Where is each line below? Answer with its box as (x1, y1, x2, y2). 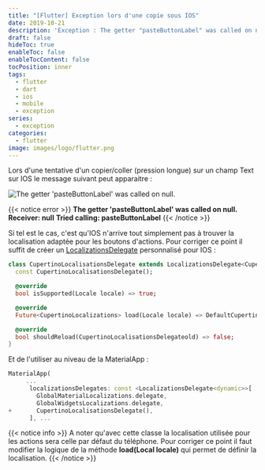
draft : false (8, 33, 51, 42)
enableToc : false (8, 48, 65, 56)
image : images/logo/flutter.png (8, 144, 114, 152)
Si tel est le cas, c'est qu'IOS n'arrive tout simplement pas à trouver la (8, 229, 234, 238)
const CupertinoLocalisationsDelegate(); (15, 268, 154, 276)
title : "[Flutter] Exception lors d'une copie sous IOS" (8, 11, 200, 20)
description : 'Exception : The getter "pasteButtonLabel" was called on (8, 26, 252, 34)
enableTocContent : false (8, 56, 90, 64)
